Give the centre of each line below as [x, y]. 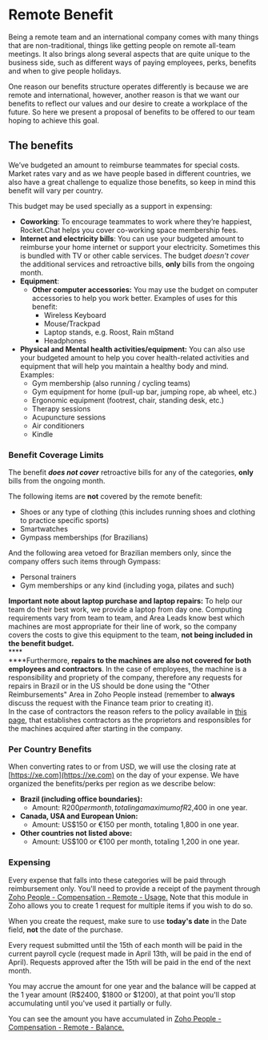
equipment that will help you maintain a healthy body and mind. [124, 366]
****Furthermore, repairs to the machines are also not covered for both [130, 661]
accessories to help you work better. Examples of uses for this [134, 298]
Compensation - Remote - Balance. [66, 1027]
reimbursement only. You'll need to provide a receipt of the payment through [134, 888]
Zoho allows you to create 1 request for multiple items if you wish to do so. [131, 905]
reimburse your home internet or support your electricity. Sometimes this [140, 247]
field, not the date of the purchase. [66, 930]
